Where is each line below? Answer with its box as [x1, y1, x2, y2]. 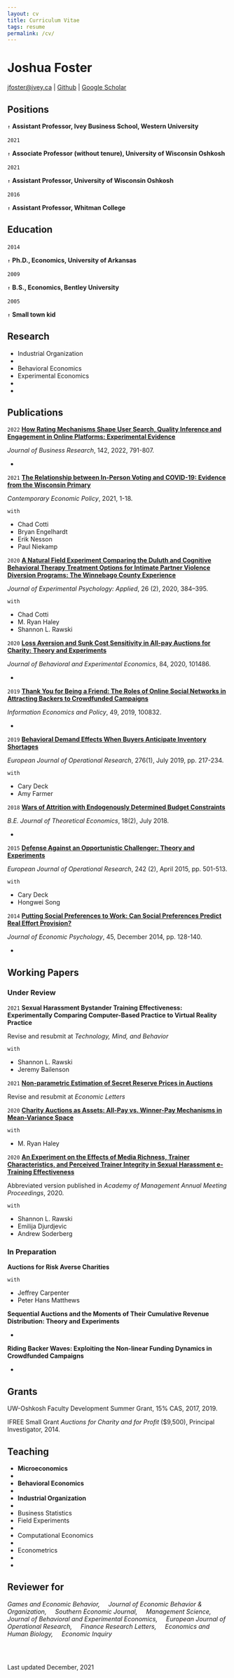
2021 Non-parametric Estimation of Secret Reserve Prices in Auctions [7, 1079, 214, 1087]
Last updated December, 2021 [7, 1663, 95, 1672]
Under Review [7, 987, 56, 997]
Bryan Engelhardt [17, 528, 68, 536]
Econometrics [17, 1546, 58, 1555]
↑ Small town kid [7, 310, 56, 319]
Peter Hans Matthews [17, 1296, 81, 1305]
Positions [7, 103, 49, 116]
